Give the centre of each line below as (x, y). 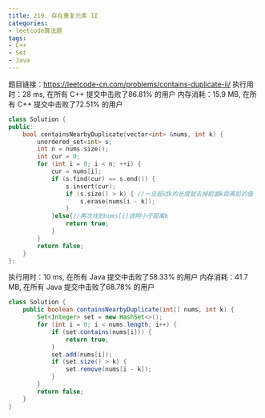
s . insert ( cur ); (90, 186)
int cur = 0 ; (59, 157)
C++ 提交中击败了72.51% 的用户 (70, 104)
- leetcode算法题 (35, 30)
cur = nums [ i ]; (76, 171)
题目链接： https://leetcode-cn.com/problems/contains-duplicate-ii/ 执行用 (131, 84)
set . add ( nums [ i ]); (82, 354)
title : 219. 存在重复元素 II (53, 16)
